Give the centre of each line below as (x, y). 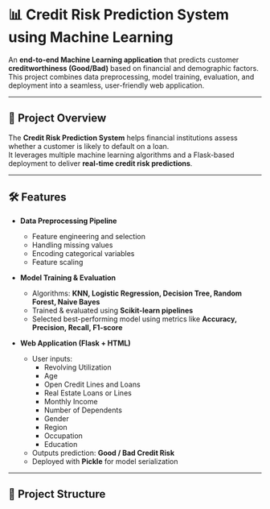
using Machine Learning (91, 37)
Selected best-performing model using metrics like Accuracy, (134, 319)
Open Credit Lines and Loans (92, 384)
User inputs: (52, 358)
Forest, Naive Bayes (66, 301)
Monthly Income (71, 401)
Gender (57, 418)
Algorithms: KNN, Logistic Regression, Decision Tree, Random (137, 293)
